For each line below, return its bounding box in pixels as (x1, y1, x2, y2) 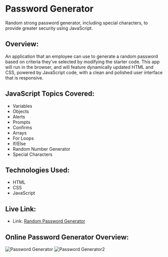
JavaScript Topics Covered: (5, 90, 95, 98)
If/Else (12, 140, 26, 147)
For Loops (12, 135, 34, 141)
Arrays (12, 130, 27, 136)
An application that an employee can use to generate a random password (5, 53, 158, 59)
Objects (12, 108, 29, 114)
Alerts (12, 113, 25, 119)
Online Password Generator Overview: (5, 233, 129, 241)
